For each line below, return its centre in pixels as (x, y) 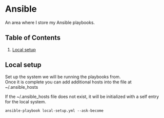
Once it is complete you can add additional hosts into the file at (68, 82)
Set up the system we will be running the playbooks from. (63, 77)
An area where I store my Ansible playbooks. (50, 22)
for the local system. (26, 101)
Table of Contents (33, 38)
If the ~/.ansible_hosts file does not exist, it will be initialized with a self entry (82, 97)
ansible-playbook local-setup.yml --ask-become (54, 111)
